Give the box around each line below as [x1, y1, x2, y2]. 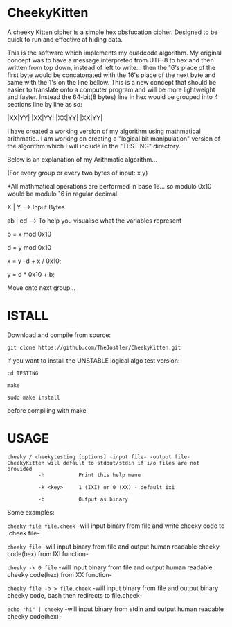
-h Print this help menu [37, 472, 141, 479]
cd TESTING [7, 370, 39, 377]
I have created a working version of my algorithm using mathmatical [7, 127, 201, 135]
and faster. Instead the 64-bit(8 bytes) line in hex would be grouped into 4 [7, 92, 219, 101]
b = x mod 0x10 [7, 230, 52, 238]
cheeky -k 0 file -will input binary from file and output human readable [7, 563, 213, 572]
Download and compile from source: [7, 331, 111, 339]
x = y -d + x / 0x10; [7, 257, 62, 265]
